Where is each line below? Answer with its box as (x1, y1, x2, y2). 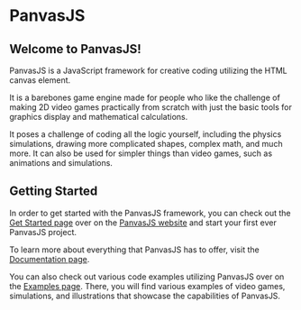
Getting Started (9, 184, 98, 199)
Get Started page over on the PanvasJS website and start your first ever (9, 217, 277, 228)
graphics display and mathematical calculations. (9, 112, 188, 122)
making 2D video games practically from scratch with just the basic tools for (9, 102, 293, 113)
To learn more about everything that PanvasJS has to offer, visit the (9, 244, 260, 255)
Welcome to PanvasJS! (9, 41, 141, 57)
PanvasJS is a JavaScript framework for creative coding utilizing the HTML (9, 65, 288, 76)
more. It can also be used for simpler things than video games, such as (9, 148, 273, 159)
